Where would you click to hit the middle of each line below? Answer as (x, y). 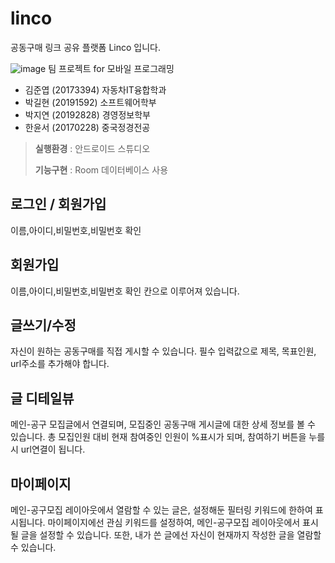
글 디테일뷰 (42, 398)
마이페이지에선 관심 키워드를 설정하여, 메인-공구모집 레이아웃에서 (174, 522)
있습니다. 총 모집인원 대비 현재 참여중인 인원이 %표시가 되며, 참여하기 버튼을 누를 (168, 437)
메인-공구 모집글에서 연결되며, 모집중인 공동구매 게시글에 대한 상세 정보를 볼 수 (163, 424)
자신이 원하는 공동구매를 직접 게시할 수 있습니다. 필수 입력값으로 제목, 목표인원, (163, 351)
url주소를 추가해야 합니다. (60, 364)
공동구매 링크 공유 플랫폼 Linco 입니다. (86, 47)
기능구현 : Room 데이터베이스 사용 (101, 169)
